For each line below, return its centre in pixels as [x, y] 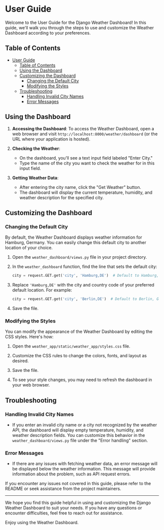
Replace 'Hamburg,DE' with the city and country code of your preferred [83, 285]
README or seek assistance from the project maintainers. [63, 489]
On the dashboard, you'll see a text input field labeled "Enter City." [86, 158]
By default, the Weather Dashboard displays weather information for [74, 237]
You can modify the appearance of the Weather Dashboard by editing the [79, 332]
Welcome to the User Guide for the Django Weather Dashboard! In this [76, 22]
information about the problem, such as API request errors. [71, 474]
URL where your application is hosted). [51, 139]
